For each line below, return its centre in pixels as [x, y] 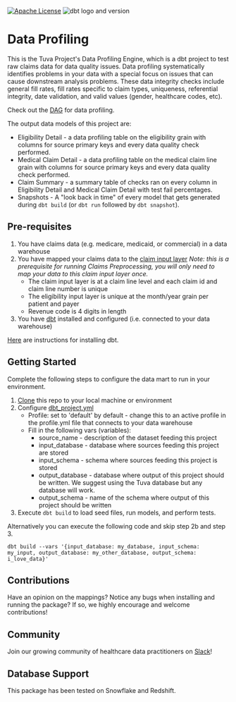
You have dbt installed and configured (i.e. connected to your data [113, 319]
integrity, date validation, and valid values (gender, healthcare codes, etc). [115, 96]
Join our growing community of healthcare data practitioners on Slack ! [110, 651]
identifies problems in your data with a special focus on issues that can [110, 73]
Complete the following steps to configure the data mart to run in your [108, 379]
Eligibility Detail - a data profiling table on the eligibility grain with [112, 137]
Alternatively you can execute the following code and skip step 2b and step [117, 526]
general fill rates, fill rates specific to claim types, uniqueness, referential [113, 89]
